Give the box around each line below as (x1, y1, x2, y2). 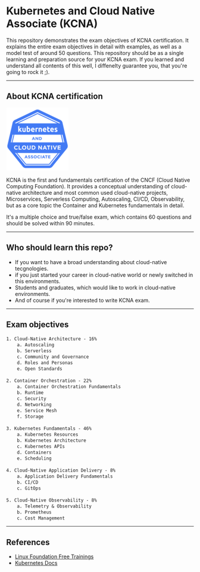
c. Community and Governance (17, 354, 89, 360)
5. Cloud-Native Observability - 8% (6, 497, 97, 503)
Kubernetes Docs (14, 559, 58, 567)
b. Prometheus (17, 509, 52, 515)
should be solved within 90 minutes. (6, 219, 95, 227)
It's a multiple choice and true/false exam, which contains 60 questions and (6, 213, 192, 221)
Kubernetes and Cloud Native (6, 4, 155, 18)
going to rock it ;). (6, 68, 50, 75)
